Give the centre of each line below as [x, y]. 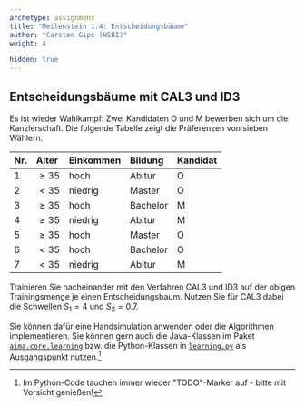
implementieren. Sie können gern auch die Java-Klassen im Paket [133, 336]
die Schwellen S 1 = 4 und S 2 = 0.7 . [74, 307]
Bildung [147, 160]
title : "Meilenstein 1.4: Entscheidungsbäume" [99, 26]
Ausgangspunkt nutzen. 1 [55, 356]
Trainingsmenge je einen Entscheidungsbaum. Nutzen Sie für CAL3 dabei [147, 296]
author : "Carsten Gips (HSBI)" [69, 35]
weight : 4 [28, 43]
